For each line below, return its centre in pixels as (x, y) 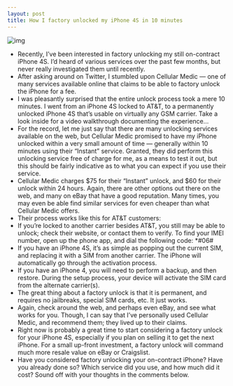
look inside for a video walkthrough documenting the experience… (113, 121)
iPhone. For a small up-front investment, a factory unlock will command (120, 345)
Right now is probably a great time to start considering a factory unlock (120, 330)
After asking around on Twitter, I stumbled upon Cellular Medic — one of (121, 76)
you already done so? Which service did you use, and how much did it (119, 367)
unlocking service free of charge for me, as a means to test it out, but (117, 158)
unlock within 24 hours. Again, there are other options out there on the (119, 188)
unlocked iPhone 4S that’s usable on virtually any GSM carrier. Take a (118, 114)
